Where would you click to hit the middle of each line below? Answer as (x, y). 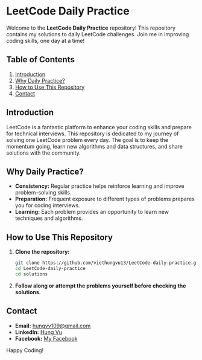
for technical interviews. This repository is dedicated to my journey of (93, 133)
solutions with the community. (44, 153)
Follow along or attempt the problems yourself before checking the (100, 286)
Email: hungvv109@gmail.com (53, 326)
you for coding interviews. (47, 205)
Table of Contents (41, 59)
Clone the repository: (42, 252)
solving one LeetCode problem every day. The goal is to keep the (87, 140)
